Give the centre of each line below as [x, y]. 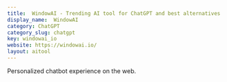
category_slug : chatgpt [41, 32]
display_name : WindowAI [43, 20]
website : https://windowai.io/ [52, 45]
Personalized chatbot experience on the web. [72, 71]
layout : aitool [29, 52]
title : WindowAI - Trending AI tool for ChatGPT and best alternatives [114, 13]
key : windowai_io [32, 39]
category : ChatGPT [33, 26]
